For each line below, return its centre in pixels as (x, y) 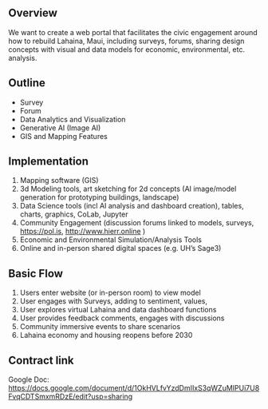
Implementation (49, 162)
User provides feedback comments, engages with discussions (122, 318)
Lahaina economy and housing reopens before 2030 (106, 336)
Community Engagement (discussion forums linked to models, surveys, (137, 223)
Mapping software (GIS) (59, 181)
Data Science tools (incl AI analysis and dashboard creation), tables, (132, 206)
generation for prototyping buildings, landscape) (99, 197)
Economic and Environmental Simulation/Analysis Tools (110, 240)
